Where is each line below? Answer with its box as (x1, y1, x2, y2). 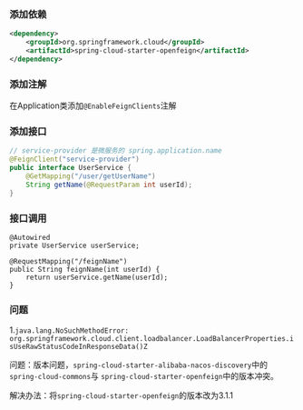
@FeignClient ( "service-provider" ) (9, 155, 141, 165)
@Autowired (9, 233, 51, 242)
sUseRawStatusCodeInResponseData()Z (9, 343, 148, 352)
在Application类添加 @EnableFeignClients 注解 (9, 100, 177, 111)
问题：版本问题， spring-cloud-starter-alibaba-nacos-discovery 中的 (9, 359, 268, 370)
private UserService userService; (9, 241, 141, 250)
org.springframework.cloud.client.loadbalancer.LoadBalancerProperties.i (9, 335, 295, 344)
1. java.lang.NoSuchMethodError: (9, 325, 130, 335)
